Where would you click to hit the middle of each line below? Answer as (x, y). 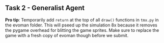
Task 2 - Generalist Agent (45, 8)
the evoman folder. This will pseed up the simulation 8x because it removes (81, 25)
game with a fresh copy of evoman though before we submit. (67, 35)
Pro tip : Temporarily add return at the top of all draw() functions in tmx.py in (82, 20)
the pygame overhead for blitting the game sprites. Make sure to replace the (82, 30)
